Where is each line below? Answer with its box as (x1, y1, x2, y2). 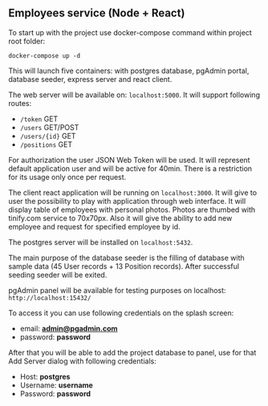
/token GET (19, 114, 59, 124)
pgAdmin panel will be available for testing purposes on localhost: (8, 285, 226, 295)
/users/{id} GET (19, 131, 76, 140)
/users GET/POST (19, 122, 79, 132)
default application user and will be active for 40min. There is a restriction (8, 164, 253, 173)
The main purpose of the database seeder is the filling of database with (8, 253, 245, 262)
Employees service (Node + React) (8, 6, 185, 20)
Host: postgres (19, 371, 71, 381)
